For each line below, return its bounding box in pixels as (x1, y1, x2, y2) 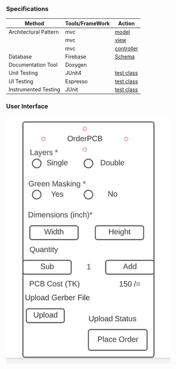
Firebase (65, 53, 87, 60)
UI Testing (8, 77, 34, 84)
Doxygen (65, 61, 87, 68)
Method (24, 19, 45, 27)
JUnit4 (65, 70, 82, 77)
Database (8, 53, 32, 60)
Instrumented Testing (8, 86, 61, 93)
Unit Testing (8, 70, 38, 77)
